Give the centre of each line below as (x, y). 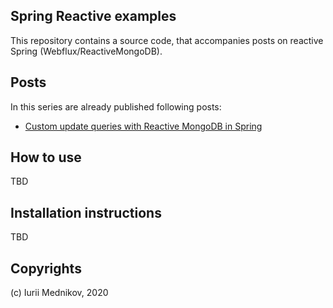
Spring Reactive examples (93, 16)
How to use (46, 157)
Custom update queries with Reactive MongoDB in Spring (143, 126)
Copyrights (46, 268)
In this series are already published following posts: (116, 106)
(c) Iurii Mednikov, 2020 (59, 293)
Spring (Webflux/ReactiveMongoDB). (86, 51)
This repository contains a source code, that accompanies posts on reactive (167, 40)
